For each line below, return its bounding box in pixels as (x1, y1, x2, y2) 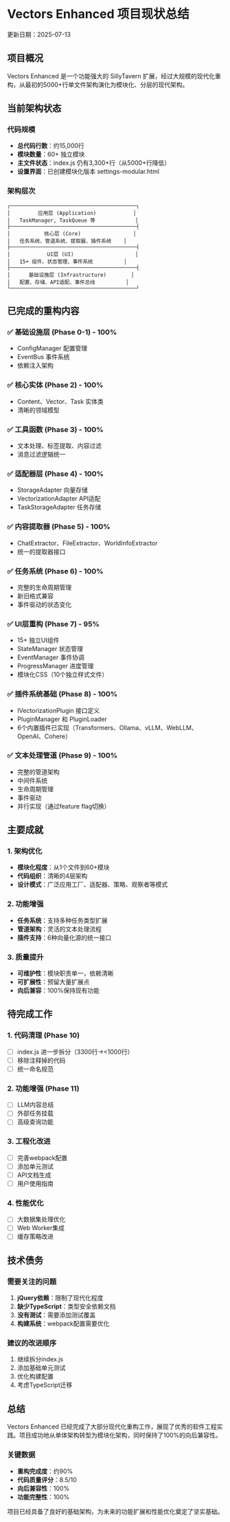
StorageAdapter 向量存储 (16, 486, 88, 495)
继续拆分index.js (16, 1355, 64, 1363)
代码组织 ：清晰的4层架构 (16, 872, 88, 880)
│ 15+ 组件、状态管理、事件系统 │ (7, 258, 127, 265)
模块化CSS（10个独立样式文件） (16, 670, 108, 679)
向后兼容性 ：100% (16, 1484, 70, 1492)
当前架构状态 (7, 102, 62, 114)
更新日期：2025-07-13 (7, 30, 71, 38)
